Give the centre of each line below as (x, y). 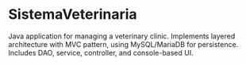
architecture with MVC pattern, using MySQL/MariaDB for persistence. (123, 44)
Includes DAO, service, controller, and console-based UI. (101, 52)
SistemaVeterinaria (73, 14)
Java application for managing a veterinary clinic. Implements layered (122, 36)
